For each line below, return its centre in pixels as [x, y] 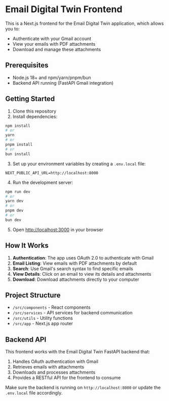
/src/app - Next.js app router [43, 323]
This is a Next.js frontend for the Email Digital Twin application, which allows [85, 23]
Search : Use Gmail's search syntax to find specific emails [73, 268]
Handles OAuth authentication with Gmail [55, 361]
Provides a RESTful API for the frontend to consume [67, 378]
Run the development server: [43, 182]
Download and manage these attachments [57, 49]
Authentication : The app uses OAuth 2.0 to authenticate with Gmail [83, 258]
